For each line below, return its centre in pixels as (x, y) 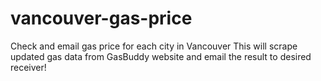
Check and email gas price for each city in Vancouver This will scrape (154, 46)
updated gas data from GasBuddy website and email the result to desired (161, 56)
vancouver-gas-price (101, 18)
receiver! (28, 67)
